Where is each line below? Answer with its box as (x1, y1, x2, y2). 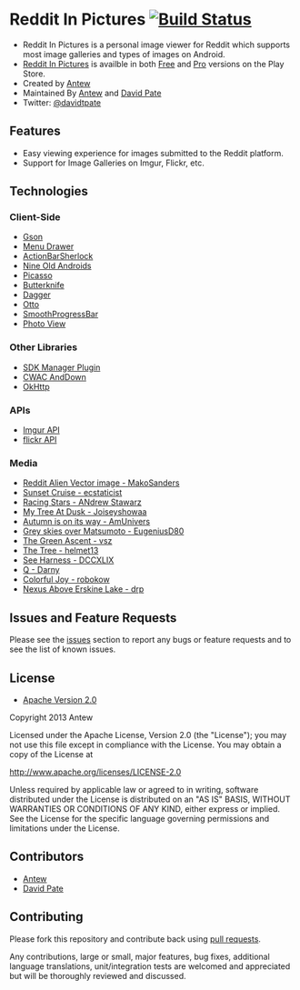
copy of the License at (9, 748, 94, 759)
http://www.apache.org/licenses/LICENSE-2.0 (9, 766, 182, 777)
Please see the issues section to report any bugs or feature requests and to (9, 635, 292, 645)
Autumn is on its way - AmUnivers (22, 516, 151, 527)
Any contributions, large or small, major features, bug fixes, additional (9, 951, 270, 962)
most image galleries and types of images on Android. (22, 48, 225, 59)
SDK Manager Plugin (22, 362, 101, 373)
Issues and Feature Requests (9, 610, 177, 625)
